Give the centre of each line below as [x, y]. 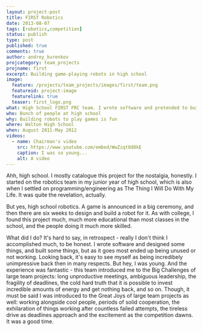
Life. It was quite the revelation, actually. [56, 195]
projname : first [27, 68]
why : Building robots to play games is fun [62, 119]
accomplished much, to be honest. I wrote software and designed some [96, 244]
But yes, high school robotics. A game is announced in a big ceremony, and [100, 207]
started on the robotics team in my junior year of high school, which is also [99, 182]
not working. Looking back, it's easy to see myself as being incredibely [95, 257]
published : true [27, 46]
